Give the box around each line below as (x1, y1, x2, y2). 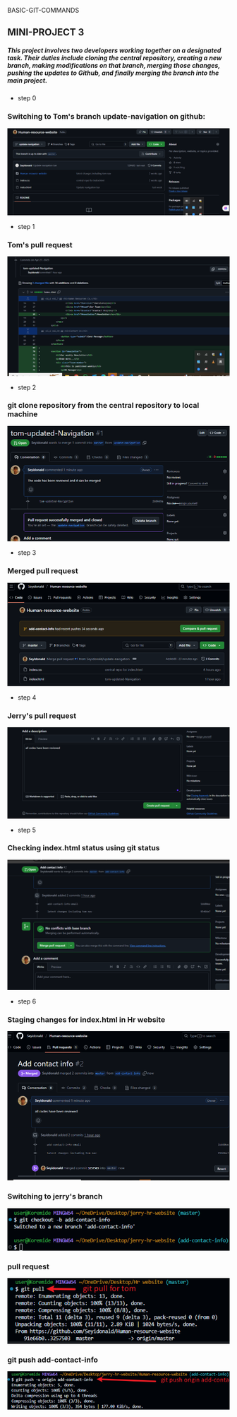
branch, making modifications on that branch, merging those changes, (7, 61, 221, 69)
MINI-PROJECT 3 (7, 26, 85, 38)
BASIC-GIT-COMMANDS (7, 6, 80, 14)
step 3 (17, 548, 37, 557)
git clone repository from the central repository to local (7, 401, 200, 411)
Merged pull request (7, 566, 79, 576)
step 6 (17, 997, 37, 1006)
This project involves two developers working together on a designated (7, 46, 221, 54)
